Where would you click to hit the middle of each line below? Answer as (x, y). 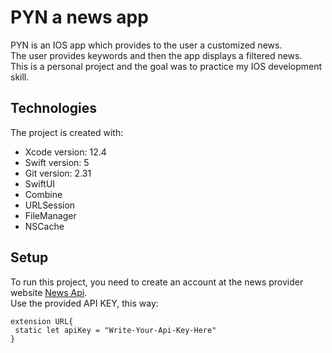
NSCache (44, 226)
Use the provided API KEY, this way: (84, 303)
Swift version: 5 (57, 162)
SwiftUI (40, 183)
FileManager (50, 215)
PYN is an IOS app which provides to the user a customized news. (146, 45)
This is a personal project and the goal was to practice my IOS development (166, 66)
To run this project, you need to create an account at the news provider (157, 282)
